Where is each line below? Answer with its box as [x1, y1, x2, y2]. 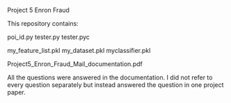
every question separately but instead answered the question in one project [7, 81, 224, 89]
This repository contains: [7, 19, 79, 27]
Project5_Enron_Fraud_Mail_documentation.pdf [7, 60, 143, 68]
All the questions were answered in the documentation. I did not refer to [7, 73, 213, 81]
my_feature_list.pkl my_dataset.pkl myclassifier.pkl [7, 47, 151, 54]
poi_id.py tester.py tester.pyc [7, 33, 90, 41]
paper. [7, 88, 26, 96]
